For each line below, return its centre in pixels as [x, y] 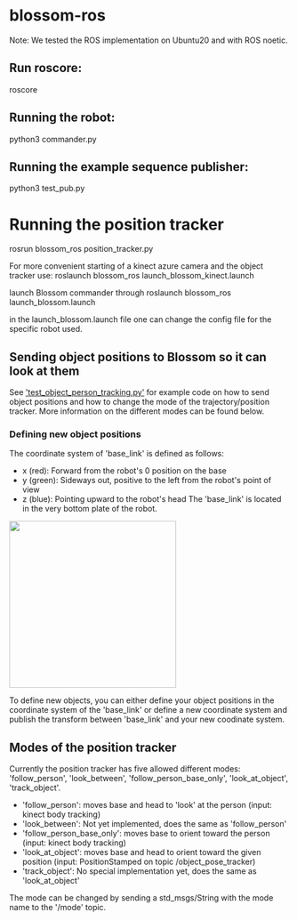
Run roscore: [46, 68]
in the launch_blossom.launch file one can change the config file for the [140, 319]
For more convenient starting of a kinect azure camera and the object [136, 266]
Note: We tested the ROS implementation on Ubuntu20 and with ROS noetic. [149, 40]
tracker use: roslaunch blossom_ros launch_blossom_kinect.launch [132, 276]
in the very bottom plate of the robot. [89, 509]
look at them [44, 371]
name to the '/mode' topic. [58, 908]
